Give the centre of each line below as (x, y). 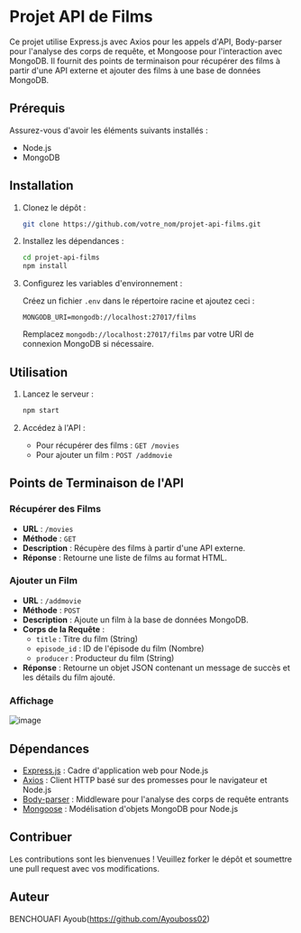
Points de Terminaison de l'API (97, 484)
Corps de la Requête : (64, 629)
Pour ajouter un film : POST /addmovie (104, 454)
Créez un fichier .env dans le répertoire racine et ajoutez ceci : (138, 301)
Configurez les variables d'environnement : (102, 284)
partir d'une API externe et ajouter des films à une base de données (135, 70)
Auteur (29, 897)
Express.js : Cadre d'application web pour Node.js (115, 770)
